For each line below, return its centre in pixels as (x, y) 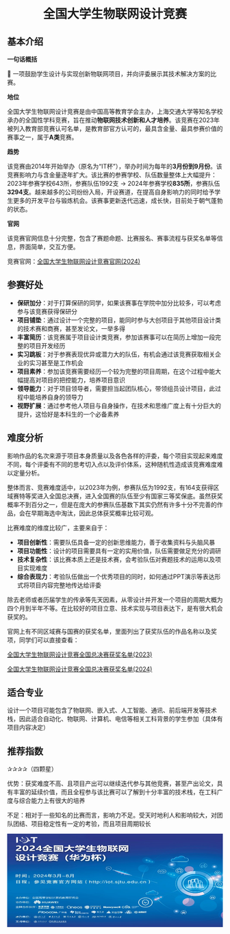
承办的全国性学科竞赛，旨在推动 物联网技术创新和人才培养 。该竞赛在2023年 (114, 120)
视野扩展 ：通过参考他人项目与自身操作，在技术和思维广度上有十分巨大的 (119, 406)
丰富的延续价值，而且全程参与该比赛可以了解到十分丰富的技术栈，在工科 (115, 792)
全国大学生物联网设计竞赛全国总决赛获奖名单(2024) (80, 669)
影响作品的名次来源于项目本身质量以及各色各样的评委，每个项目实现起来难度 (115, 456)
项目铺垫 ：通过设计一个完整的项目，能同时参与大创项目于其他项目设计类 (119, 320)
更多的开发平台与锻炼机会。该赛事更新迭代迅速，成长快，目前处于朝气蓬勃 (118, 200)
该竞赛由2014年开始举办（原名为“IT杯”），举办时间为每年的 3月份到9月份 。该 (115, 166)
